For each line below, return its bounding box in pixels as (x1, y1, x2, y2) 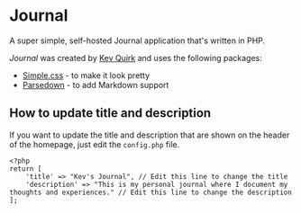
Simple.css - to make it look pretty (22, 69, 150, 81)
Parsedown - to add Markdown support (22, 79, 169, 90)
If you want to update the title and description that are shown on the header (9, 129, 290, 140)
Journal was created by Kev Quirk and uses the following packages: (9, 52, 263, 63)
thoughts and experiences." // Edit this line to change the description (9, 188, 293, 197)
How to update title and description (9, 105, 212, 121)
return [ (9, 164, 42, 173)
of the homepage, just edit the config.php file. (9, 138, 180, 149)
